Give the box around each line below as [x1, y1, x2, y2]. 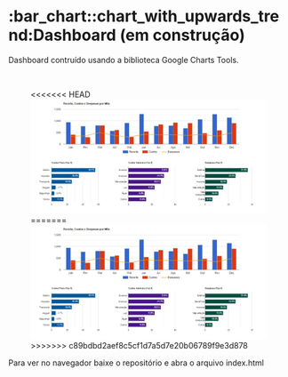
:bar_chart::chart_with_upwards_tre [8, 6, 280, 27]
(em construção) [119, 25, 245, 45]
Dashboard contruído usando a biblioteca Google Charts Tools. [8, 54, 239, 65]
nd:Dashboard [8, 25, 116, 45]
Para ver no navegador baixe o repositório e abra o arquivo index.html [8, 357, 264, 368]
